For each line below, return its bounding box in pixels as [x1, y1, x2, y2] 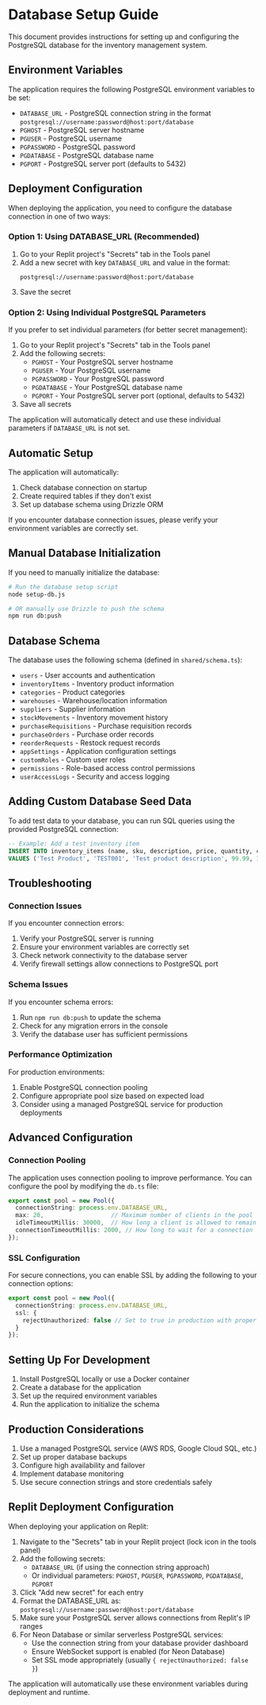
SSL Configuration [8, 1252, 81, 1263]
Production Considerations [8, 1422, 144, 1436]
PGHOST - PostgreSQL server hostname [19, 125, 145, 134]
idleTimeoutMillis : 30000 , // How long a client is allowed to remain [15, 1219, 257, 1227]
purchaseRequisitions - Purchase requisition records [19, 721, 192, 731]
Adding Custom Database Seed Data [8, 795, 192, 808]
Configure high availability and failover [19, 1460, 146, 1470]
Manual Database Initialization [8, 547, 161, 560]
